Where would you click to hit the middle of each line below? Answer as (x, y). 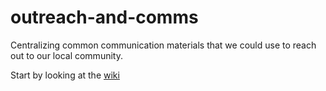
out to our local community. (66, 55)
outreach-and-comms (104, 17)
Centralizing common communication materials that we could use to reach (163, 45)
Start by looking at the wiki (65, 75)
